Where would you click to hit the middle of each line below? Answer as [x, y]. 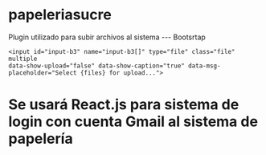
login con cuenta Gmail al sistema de [133, 122]
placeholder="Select [43, 73]
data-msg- [204, 66]
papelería [41, 139]
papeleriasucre [60, 15]
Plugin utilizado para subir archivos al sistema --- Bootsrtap [107, 37]
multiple [23, 59]
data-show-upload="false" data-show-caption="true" [96, 66]
